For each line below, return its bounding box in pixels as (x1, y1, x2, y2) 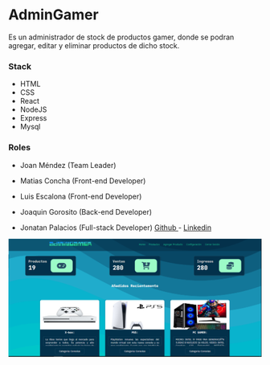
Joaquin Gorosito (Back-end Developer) (19, 207, 153, 216)
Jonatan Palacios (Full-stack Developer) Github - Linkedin (19, 223, 211, 232)
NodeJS (19, 105, 47, 114)
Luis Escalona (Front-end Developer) (19, 191, 142, 201)
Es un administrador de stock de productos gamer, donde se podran (8, 32, 235, 42)
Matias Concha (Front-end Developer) (19, 175, 146, 186)
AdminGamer (8, 6, 99, 24)
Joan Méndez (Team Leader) (19, 160, 117, 170)
